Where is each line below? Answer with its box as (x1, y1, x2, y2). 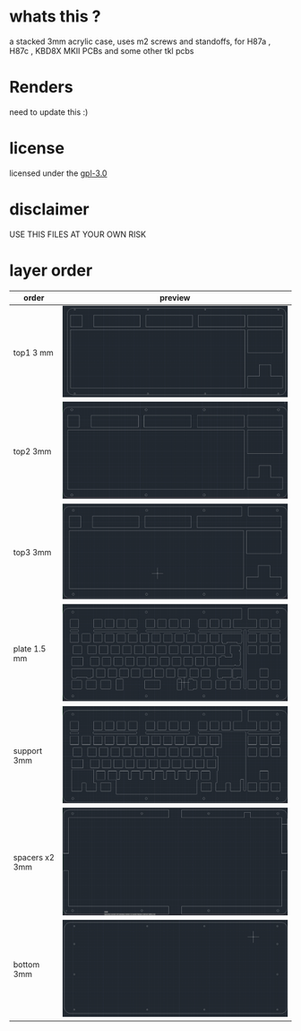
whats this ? (9, 6, 101, 27)
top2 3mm (13, 446, 52, 457)
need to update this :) (9, 106, 89, 118)
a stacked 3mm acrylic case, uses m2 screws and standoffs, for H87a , (9, 36, 271, 47)
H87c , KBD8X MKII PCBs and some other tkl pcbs (9, 45, 194, 56)
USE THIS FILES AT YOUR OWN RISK (9, 229, 146, 240)
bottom (13, 959, 40, 970)
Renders (9, 77, 73, 98)
